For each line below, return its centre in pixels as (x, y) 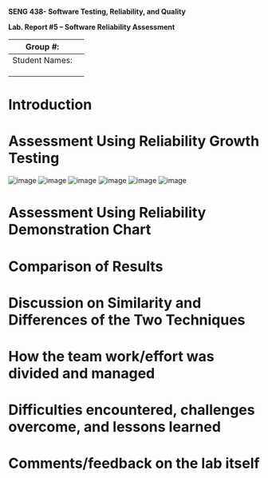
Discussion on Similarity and (105, 303)
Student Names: (43, 60)
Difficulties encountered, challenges (132, 410)
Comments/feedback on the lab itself (134, 464)
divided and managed (82, 373)
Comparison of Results (86, 266)
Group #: (42, 47)
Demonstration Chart (80, 230)
